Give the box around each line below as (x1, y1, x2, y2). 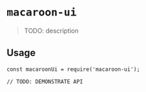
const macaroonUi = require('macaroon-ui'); (6, 66, 140, 73)
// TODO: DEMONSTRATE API (6, 78, 83, 85)
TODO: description (23, 26, 79, 35)
